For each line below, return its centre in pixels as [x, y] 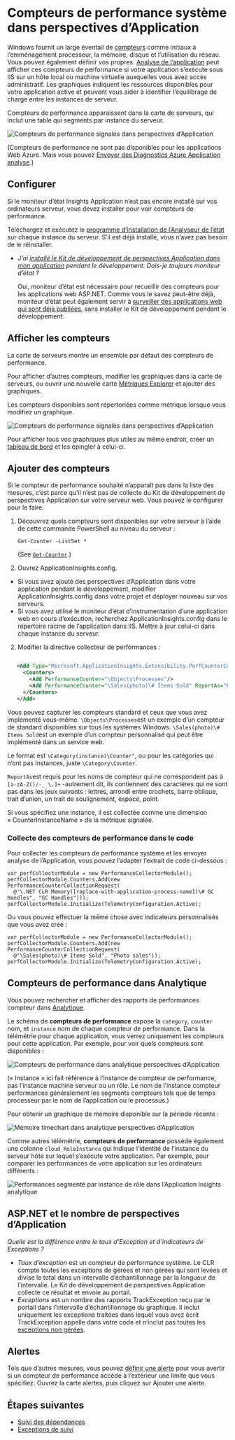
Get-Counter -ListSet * [52, 541]
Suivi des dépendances [51, 1422]
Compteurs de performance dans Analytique [107, 983]
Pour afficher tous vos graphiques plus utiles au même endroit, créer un [111, 439]
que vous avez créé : [37, 924]
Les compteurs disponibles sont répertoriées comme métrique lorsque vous [116, 405]
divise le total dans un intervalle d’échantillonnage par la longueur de [116, 1277]
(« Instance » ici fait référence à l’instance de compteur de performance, [112, 1078]
